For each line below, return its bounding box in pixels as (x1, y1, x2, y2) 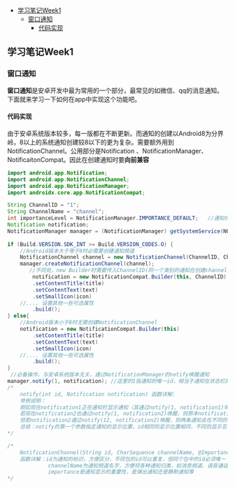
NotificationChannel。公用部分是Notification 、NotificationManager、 (7, 147, 208, 155)
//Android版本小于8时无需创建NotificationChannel (20, 319, 158, 326)
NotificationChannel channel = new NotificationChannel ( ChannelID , (20, 254, 220, 261)
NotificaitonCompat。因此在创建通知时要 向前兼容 (7, 155, 150, 163)
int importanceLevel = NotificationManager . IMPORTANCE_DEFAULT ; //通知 (7, 215, 225, 222)
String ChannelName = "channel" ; (7, 208, 105, 215)
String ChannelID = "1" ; (7, 202, 80, 209)
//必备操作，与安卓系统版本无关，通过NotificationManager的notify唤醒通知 (10, 371, 210, 379)
